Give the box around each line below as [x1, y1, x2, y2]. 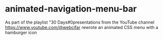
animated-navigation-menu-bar [5, 3, 137, 14]
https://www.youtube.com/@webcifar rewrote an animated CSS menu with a [5, 24, 159, 30]
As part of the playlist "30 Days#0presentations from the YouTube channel [5, 19, 155, 25]
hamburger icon [5, 29, 37, 35]
